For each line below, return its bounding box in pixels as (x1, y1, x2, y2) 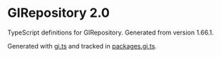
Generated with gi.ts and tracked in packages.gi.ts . (7, 42, 157, 50)
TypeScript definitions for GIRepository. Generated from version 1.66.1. (7, 28, 214, 37)
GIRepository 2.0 (7, 5, 110, 21)
